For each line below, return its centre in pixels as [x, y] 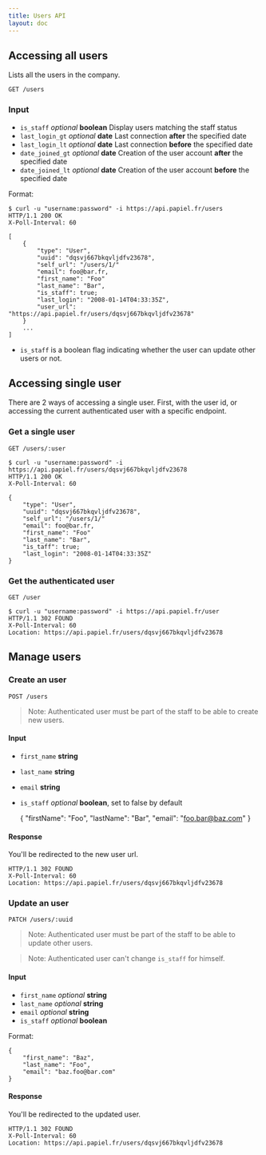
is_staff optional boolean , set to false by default [101, 802]
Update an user [39, 903]
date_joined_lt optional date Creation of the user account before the [135, 170]
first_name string [49, 756]
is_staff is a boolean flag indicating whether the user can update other [137, 349]
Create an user [38, 680]
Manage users [45, 657]
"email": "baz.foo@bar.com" [69, 1072]
